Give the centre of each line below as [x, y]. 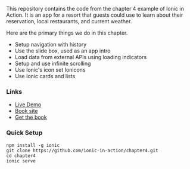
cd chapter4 [21, 156]
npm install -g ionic [33, 145]
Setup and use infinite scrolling [53, 63]
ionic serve [21, 161]
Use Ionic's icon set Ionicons [50, 70]
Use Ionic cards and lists [45, 76]
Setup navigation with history [51, 44]
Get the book [31, 117]
